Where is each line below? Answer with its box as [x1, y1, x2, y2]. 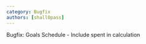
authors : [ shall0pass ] [6, 14, 64, 20]
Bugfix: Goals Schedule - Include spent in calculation [6, 31, 140, 38]
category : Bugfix [6, 8, 51, 15]
